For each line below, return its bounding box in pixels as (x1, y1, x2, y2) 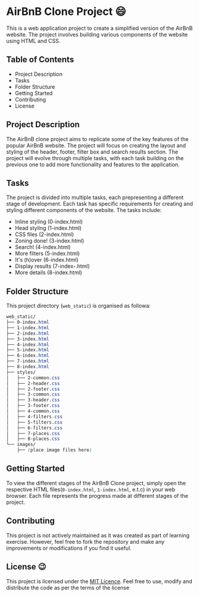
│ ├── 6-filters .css (6, 425, 63, 431)
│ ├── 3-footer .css (6, 403, 60, 409)
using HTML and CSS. (6, 37, 61, 44)
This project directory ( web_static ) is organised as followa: (6, 302, 151, 310)
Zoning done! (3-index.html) (14, 237, 85, 244)
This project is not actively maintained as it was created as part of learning (6, 531, 190, 539)
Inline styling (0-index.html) (14, 218, 83, 225)
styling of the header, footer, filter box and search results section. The (6, 148, 178, 155)
